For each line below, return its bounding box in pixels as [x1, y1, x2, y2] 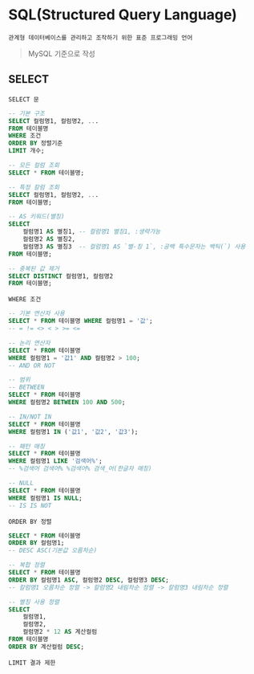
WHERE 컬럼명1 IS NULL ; [8, 494, 83, 502]
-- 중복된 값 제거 [8, 264, 60, 272]
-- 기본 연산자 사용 [8, 309, 66, 318]
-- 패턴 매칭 [8, 442, 46, 451]
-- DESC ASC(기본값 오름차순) [8, 546, 98, 555]
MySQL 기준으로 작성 [27, 48, 96, 58]
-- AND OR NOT [8, 362, 56, 370]
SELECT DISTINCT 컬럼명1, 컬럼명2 [8, 272, 114, 280]
